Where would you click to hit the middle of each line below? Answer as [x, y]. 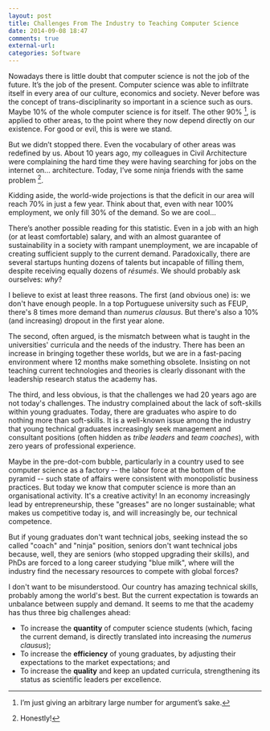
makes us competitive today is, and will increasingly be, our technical [123, 513]
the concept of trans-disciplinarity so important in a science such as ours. [131, 102]
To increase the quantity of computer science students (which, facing [136, 628]
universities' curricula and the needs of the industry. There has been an [127, 345]
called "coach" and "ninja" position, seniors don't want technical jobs [123, 546]
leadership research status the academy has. [83, 379]
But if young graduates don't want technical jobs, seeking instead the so [128, 537]
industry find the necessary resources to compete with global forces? [123, 572]
